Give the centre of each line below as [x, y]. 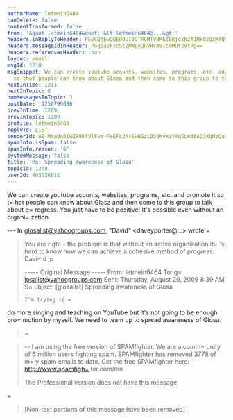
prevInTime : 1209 [32, 110]
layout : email [28, 59]
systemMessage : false [38, 156]
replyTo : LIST [28, 130]
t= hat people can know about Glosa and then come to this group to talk [110, 202]
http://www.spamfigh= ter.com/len [74, 369]
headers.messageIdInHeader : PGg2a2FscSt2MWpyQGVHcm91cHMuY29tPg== [105, 46]
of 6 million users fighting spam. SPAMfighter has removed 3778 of [120, 354]
